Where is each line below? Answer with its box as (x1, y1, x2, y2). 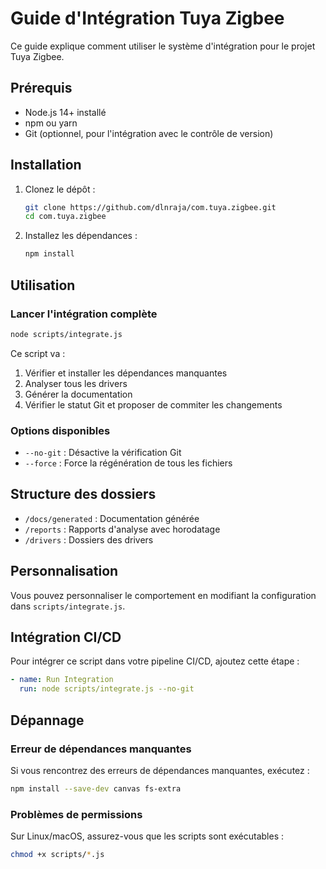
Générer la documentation (24, 388, 133, 400)
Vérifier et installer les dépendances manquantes (24, 367, 228, 379)
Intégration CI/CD (10, 629, 122, 646)
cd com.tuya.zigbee (24, 212, 107, 222)
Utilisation (10, 277, 76, 294)
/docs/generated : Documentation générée (24, 512, 200, 524)
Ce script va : (10, 347, 66, 359)
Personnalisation (10, 563, 119, 580)
